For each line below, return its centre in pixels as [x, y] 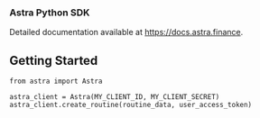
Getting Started [54, 60]
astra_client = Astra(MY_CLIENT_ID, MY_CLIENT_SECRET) [115, 97]
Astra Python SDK [50, 13]
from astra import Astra [56, 82]
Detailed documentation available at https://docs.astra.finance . [126, 32]
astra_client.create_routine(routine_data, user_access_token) [131, 105]
